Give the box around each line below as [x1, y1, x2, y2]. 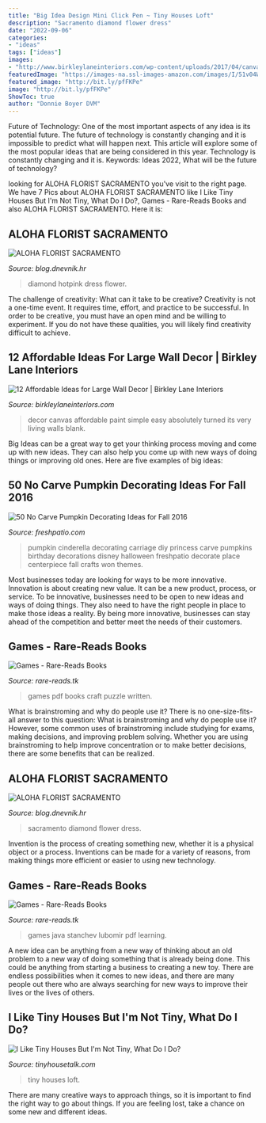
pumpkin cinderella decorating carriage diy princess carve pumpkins [27, 542, 253, 552]
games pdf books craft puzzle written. [27, 691, 153, 701]
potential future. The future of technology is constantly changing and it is [8, 130, 247, 139]
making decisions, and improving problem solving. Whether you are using [8, 732, 249, 741]
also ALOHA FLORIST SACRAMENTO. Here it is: [8, 204, 163, 214]
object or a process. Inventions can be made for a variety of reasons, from [8, 847, 251, 857]
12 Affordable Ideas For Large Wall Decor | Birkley [8, 351, 257, 364]
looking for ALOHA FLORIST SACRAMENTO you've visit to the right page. [8, 179, 247, 188]
